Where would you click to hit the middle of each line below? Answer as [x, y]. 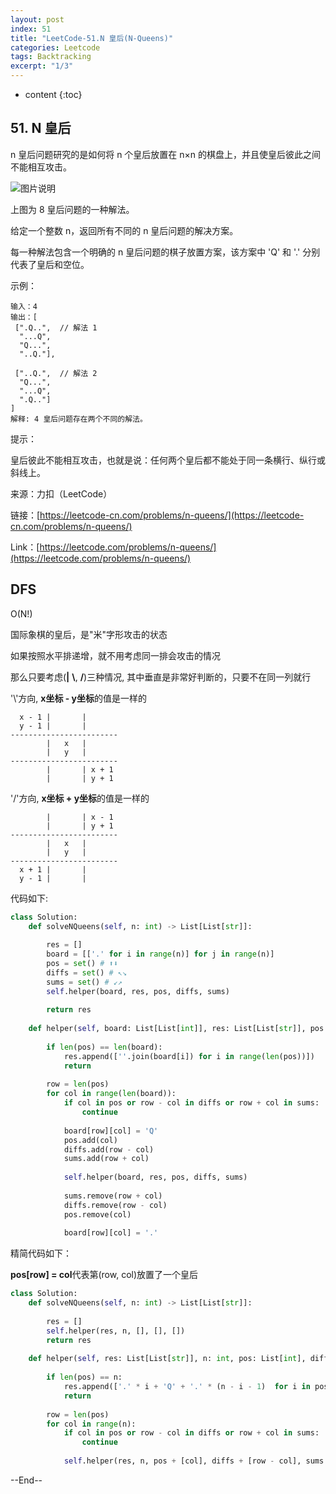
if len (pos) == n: [84, 1377]
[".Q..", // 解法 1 [56, 327]
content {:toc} [53, 94]
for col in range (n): [91, 1424]
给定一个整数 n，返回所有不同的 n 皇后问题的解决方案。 [124, 230]
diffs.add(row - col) [109, 1149]
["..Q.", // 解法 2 [56, 373]
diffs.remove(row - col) [115, 1205]
